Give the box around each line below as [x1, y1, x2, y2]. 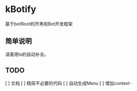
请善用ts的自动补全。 [5, 51, 49, 57]
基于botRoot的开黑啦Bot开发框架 [5, 21, 73, 27]
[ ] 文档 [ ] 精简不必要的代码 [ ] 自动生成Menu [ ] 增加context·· [5, 80, 132, 86]
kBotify [5, 4, 36, 15]
